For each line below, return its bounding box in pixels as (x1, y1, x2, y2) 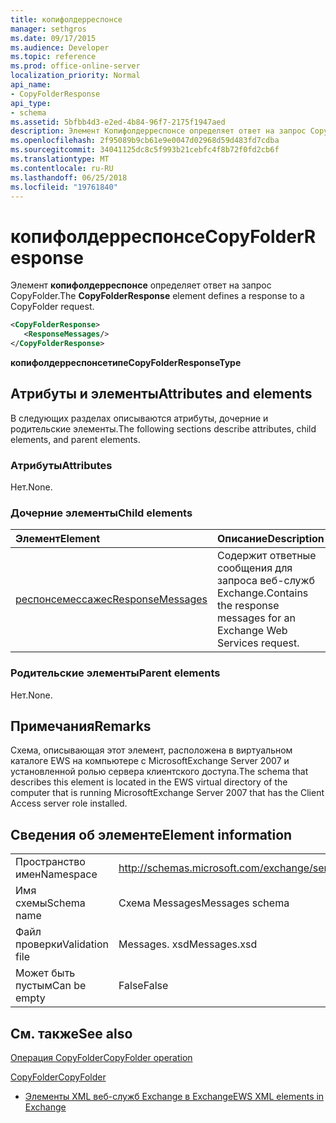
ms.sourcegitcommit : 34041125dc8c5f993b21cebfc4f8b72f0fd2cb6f (10, 145, 280, 155)
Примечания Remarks (10, 718, 152, 735)
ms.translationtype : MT (10, 154, 110, 164)
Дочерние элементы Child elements (10, 506, 193, 520)
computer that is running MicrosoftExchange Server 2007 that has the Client (10, 787, 325, 799)
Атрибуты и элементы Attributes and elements (10, 386, 313, 403)
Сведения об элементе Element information (10, 826, 293, 843)
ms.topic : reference (10, 52, 97, 62)
